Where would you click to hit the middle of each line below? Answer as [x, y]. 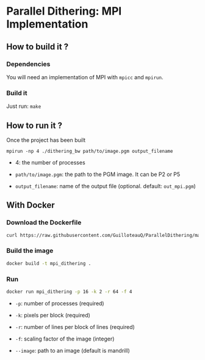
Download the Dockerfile [44, 222]
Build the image [30, 251]
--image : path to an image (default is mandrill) [72, 350]
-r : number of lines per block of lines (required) [75, 326]
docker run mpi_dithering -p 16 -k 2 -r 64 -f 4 [69, 292]
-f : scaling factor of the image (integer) [65, 339]
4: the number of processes [50, 162]
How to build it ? [38, 47]
